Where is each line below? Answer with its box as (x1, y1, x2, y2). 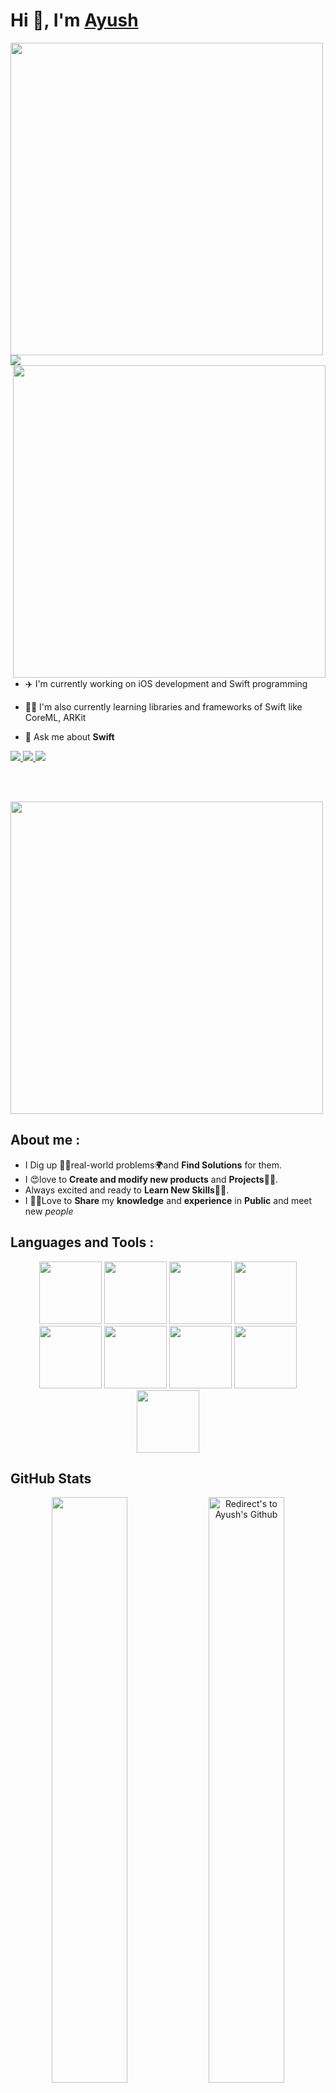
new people (24, 1205, 74, 1217)
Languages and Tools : (10, 1234, 155, 1251)
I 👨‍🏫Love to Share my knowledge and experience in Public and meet (24, 1194, 313, 1206)
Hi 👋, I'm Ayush (10, 9, 139, 32)
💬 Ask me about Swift (24, 730, 115, 743)
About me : (10, 1132, 81, 1149)
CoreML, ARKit (24, 711, 87, 723)
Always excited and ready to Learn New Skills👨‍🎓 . (24, 1184, 230, 1196)
